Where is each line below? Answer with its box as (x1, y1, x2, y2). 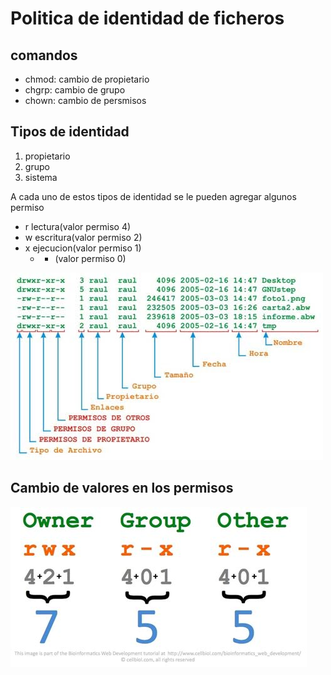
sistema (24, 171, 58, 183)
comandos (10, 47, 78, 64)
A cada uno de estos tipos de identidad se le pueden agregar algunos (10, 190, 297, 202)
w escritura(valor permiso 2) (24, 231, 143, 243)
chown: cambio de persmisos (24, 95, 147, 106)
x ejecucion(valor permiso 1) (24, 242, 142, 254)
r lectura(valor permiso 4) (24, 220, 132, 232)
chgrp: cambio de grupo (24, 84, 126, 96)
